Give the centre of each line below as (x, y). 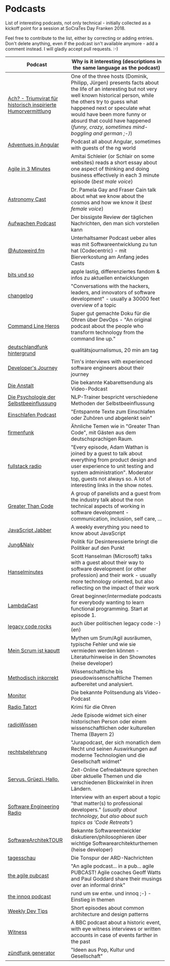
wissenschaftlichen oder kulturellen (113, 728)
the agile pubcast (28, 875)
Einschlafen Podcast (32, 415)
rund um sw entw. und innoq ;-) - (111, 893)
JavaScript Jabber (30, 530)
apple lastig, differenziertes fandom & (115, 271)
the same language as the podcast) (117, 67)
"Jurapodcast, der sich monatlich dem (116, 742)
